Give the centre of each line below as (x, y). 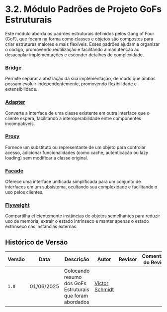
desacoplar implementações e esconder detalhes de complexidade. (75, 55)
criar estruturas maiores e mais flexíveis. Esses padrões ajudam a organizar (83, 44)
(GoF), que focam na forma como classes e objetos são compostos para (79, 39)
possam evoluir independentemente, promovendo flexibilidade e (71, 84)
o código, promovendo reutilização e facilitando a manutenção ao (72, 49)
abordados (77, 302)
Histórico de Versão (37, 242)
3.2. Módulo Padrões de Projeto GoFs (83, 9)
